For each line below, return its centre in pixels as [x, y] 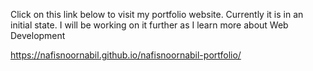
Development [38, 35]
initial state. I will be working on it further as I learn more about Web [149, 25]
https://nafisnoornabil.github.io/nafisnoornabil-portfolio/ [126, 55]
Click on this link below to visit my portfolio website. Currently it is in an [157, 14]
